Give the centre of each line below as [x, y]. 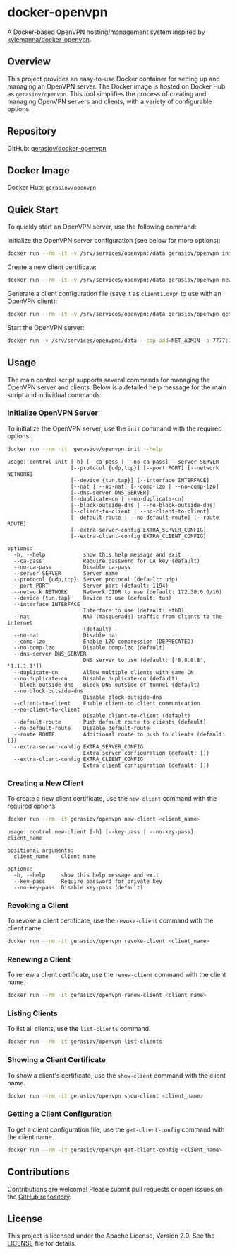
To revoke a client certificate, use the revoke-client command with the [110, 920]
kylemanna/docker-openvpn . [49, 39]
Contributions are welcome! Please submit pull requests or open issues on [115, 1189]
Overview [29, 62]
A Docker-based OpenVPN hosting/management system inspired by [106, 32]
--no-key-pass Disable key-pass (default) [78, 887]
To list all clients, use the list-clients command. [79, 1029]
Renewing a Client [39, 959]
